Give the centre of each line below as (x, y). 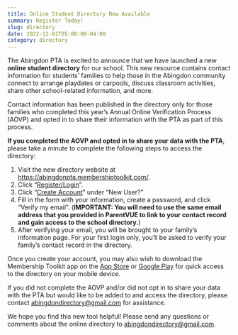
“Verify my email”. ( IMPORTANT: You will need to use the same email (119, 207)
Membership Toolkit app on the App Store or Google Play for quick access (116, 266)
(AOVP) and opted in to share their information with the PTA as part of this (115, 120)
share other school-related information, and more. (80, 91)
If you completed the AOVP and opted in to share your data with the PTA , (116, 141)
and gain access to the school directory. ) (79, 223)
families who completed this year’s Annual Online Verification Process (109, 112)
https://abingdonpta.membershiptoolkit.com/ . (84, 177)
